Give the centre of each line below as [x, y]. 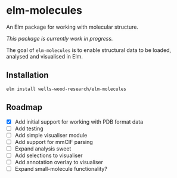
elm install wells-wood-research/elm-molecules [66, 89]
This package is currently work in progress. [60, 38]
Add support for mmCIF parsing [54, 142]
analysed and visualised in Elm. [45, 56]
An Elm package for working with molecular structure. [72, 27]
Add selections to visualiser [49, 155]
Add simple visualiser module [51, 135]
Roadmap [24, 107]
